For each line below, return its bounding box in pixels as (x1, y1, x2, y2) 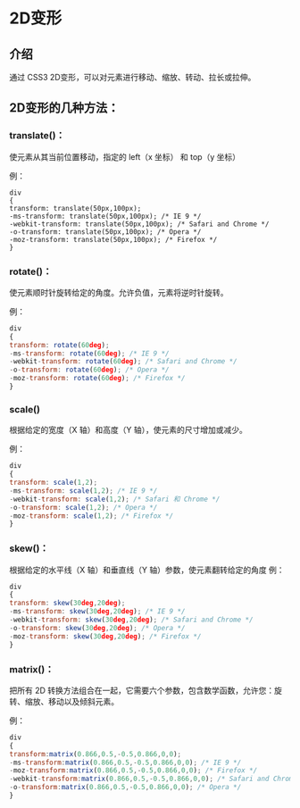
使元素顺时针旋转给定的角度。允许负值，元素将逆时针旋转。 (9, 287, 229, 297)
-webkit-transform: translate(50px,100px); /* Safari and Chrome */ (9, 220, 270, 229)
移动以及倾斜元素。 (47, 696, 119, 706)
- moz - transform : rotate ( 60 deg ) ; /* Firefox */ (9, 374, 186, 383)
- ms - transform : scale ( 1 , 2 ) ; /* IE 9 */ (9, 486, 158, 496)
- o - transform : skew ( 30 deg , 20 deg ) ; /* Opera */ (9, 623, 186, 632)
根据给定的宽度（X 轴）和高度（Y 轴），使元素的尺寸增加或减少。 (9, 425, 247, 436)
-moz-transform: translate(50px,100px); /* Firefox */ (9, 235, 218, 244)
